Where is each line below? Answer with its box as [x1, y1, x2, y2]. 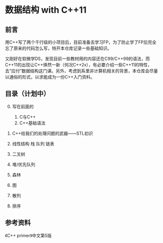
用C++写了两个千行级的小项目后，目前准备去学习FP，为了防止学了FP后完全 [5, 40, 157, 45]
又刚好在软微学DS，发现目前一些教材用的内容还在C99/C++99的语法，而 [5, 56, 150, 61]
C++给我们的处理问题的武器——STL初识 [12, 130, 93, 136]
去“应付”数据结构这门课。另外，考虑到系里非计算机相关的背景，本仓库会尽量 [5, 68, 158, 74]
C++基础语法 [19, 120, 46, 126]
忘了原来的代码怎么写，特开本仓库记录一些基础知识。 [5, 45, 112, 51]
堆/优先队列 [12, 162, 36, 167]
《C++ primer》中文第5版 [5, 232, 52, 238]
